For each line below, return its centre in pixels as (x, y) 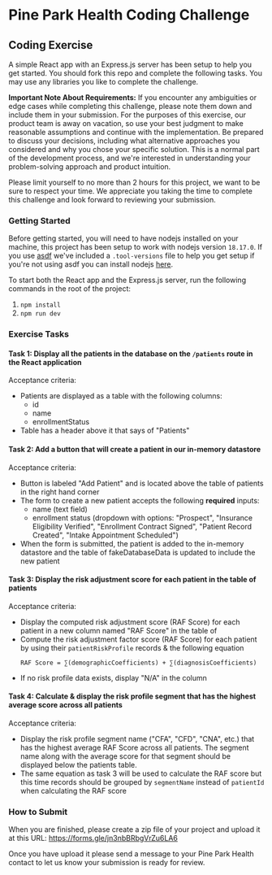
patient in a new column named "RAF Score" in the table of (119, 630)
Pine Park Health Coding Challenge (129, 15)
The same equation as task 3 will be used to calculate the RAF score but (141, 773)
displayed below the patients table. (79, 765)
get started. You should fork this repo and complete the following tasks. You (135, 73)
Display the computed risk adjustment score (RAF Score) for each (130, 622)
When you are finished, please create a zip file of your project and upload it (134, 829)
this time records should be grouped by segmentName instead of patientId (142, 782)
